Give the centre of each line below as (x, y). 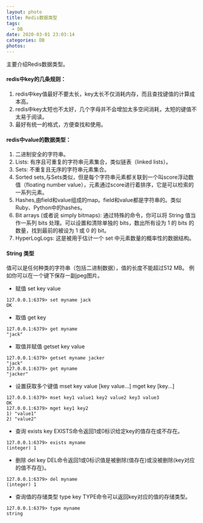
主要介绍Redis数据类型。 (37, 64)
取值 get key (31, 317)
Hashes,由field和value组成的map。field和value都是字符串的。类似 (98, 200)
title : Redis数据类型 (32, 18)
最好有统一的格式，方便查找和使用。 (61, 124)
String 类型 (20, 253)
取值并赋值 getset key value (50, 347)
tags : (13, 23)
